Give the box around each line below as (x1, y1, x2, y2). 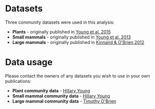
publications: (5, 78, 32, 84)
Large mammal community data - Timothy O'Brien (12, 98, 116, 104)
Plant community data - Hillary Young (12, 87, 90, 94)
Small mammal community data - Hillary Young (12, 93, 110, 99)
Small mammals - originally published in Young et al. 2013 (12, 34, 131, 40)
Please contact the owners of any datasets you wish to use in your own (5, 73, 150, 79)
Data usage (5, 57, 53, 68)
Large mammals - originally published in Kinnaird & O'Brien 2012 (12, 39, 145, 45)
